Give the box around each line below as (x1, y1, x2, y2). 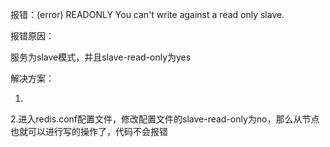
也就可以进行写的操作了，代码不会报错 (10, 126, 168, 137)
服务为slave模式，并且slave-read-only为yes (10, 51, 192, 63)
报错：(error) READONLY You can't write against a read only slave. (10, 9, 285, 20)
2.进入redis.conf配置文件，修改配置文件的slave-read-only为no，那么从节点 (10, 113, 320, 125)
